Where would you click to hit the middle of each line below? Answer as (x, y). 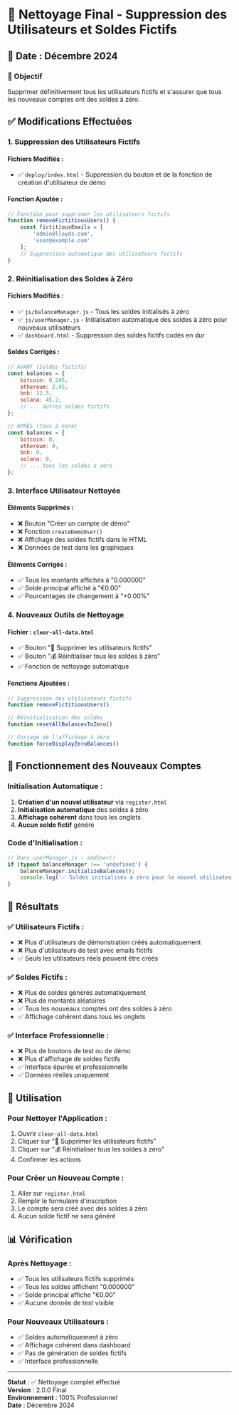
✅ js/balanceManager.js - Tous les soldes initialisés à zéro (103, 311)
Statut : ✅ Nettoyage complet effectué (64, 1382)
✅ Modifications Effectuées (70, 121)
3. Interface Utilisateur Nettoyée (64, 491)
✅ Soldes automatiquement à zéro (68, 1337)
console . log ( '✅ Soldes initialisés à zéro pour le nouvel (108, 878)
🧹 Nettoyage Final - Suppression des (117, 15)
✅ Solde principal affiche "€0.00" (67, 1295)
